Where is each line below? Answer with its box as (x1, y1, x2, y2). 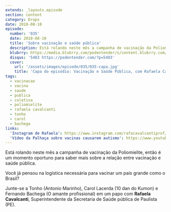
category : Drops (5, 17, 40, 22)
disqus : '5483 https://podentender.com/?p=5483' (10, 55, 115, 60)
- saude (10, 88, 26, 93)
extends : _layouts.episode (5, 7, 63, 13)
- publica (10, 93, 31, 98)
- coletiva (10, 97, 33, 102)
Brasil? (5, 175, 19, 181)
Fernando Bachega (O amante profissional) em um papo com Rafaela (5, 191, 151, 197)
